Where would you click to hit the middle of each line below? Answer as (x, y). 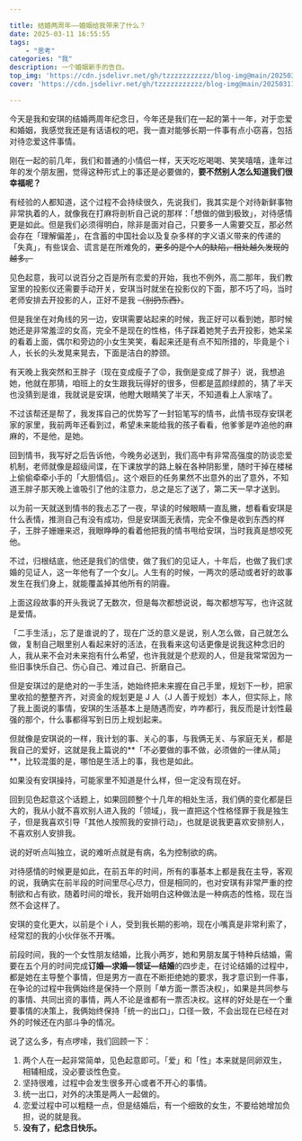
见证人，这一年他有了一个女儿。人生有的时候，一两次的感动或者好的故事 (159, 571)
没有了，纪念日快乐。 (62, 1128)
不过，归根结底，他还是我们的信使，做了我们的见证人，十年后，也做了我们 (147, 561)
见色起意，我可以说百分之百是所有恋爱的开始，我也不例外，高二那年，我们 (147, 277)
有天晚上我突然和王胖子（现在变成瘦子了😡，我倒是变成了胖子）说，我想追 (147, 372)
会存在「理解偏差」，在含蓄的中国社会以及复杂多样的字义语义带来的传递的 (145, 236)
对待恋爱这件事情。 (45, 141)
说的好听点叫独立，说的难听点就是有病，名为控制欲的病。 (115, 852)
